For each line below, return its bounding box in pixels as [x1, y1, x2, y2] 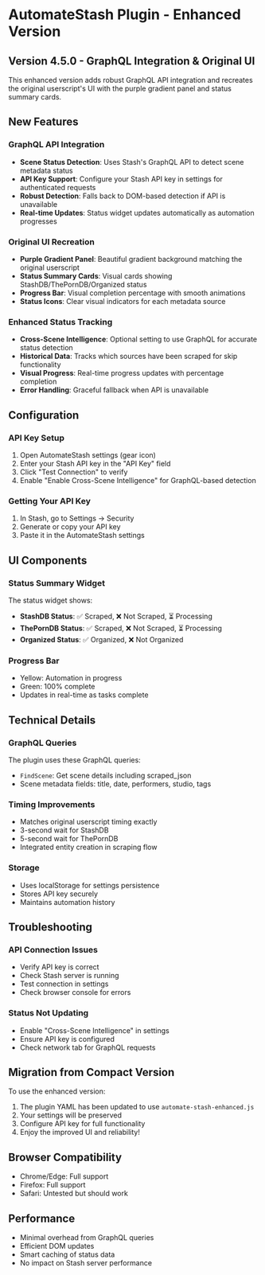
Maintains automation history [19, 897, 115, 907]
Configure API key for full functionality [19, 1119, 146, 1129]
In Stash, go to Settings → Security [19, 513, 134, 523]
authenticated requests [19, 182, 96, 192]
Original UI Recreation [8, 236, 95, 248]
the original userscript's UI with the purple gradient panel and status [8, 84, 232, 93]
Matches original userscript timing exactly [19, 817, 158, 827]
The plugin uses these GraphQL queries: [8, 754, 141, 765]
